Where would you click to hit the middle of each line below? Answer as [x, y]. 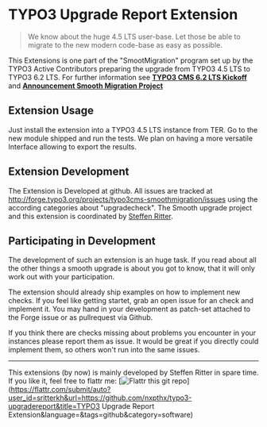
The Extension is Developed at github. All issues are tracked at [110, 190]
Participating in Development [82, 241]
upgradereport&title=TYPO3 [54, 406]
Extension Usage [51, 111]
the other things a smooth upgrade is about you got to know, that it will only [132, 268]
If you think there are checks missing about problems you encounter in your [132, 333]
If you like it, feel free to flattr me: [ [65, 381]
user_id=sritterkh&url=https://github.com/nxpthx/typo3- [100, 398]
